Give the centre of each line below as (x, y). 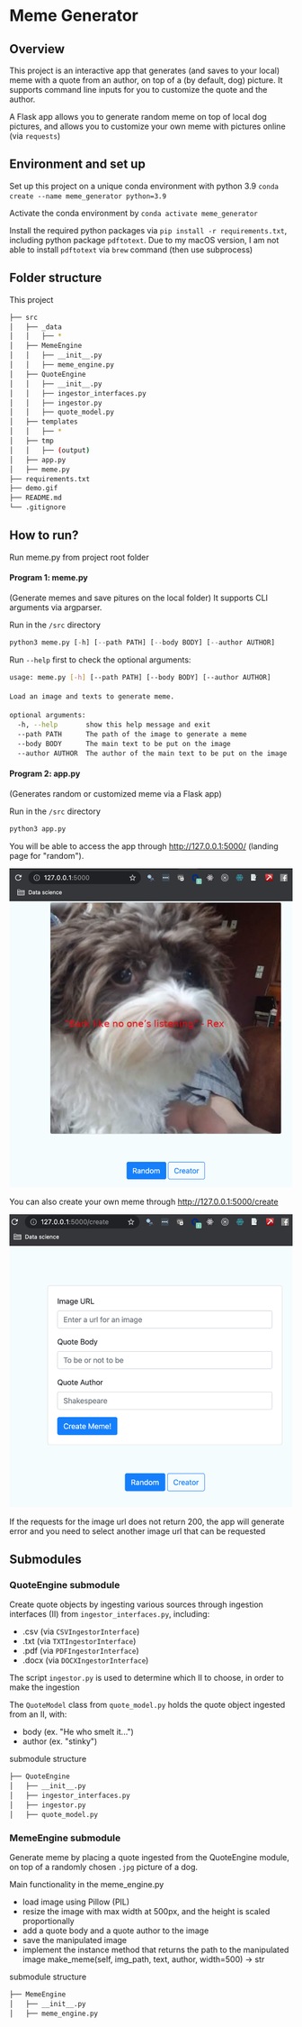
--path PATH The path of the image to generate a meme (132, 735)
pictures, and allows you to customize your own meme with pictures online (147, 126)
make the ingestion (44, 1687)
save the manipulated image (75, 1940)
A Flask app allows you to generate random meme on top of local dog (138, 117)
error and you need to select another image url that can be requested (138, 1531)
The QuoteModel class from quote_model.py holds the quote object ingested (147, 1705)
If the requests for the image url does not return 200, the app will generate (147, 1521)
